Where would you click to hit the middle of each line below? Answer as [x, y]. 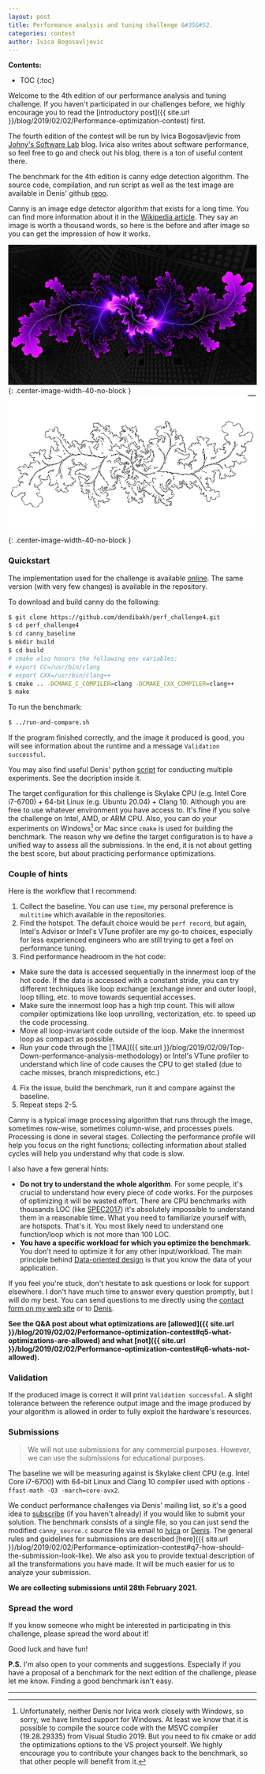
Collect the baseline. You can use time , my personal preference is [126, 906]
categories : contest [42, 33]
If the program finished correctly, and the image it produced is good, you [126, 737]
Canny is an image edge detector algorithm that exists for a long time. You [129, 208]
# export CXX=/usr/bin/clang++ [60, 675]
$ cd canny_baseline [42, 634]
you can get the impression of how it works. [80, 234]
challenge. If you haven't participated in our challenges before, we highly [127, 104]
